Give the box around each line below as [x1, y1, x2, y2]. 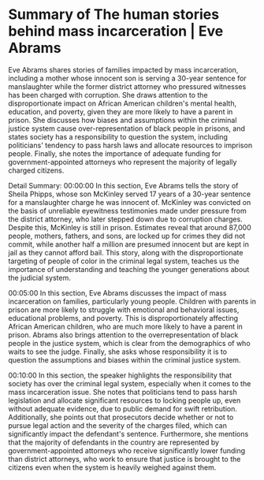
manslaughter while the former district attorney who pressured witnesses [8, 81, 247, 91]
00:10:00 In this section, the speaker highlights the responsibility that [8, 370, 232, 380]
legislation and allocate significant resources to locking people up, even [8, 396, 241, 405]
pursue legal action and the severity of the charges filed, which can [8, 420, 227, 430]
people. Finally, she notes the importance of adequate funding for [8, 148, 221, 158]
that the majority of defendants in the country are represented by [8, 437, 219, 447]
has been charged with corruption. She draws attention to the [8, 90, 208, 99]
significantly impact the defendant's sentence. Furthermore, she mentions [8, 429, 249, 438]
